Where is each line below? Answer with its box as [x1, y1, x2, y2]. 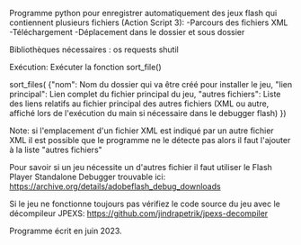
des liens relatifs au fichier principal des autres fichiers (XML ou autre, [9, 98, 270, 109]
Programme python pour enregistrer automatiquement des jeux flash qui [9, 8, 278, 18]
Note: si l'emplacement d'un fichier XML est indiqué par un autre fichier [9, 125, 274, 136]
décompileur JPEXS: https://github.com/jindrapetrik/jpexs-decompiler [9, 208, 269, 219]
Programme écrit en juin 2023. [9, 225, 123, 236]
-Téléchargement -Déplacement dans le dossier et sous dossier [9, 27, 245, 37]
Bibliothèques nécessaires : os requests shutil [9, 44, 180, 55]
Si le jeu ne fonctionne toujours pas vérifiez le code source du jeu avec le [9, 198, 281, 209]
